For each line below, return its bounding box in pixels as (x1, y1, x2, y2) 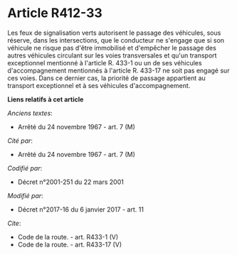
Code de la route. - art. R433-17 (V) (17, 240, 122, 249)
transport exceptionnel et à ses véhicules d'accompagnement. (7, 81, 191, 89)
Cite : (7, 219, 21, 227)
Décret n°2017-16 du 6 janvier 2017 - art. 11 (17, 205, 144, 214)
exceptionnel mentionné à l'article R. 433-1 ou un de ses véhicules (7, 58, 202, 67)
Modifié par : (7, 191, 44, 200)
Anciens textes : (7, 109, 53, 117)
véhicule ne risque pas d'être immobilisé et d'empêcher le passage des (7, 43, 217, 52)
